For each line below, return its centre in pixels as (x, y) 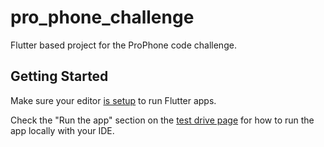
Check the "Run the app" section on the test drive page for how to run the (162, 120)
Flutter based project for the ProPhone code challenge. (123, 45)
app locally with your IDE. (62, 130)
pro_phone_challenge (102, 17)
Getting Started (59, 76)
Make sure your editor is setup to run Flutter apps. (113, 100)
